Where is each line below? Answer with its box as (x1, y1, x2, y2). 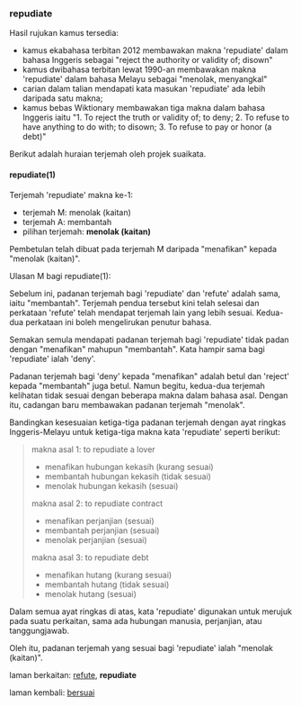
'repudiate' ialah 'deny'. (9, 353, 96, 364)
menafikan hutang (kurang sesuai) (44, 569, 173, 580)
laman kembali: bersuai (9, 687, 95, 698)
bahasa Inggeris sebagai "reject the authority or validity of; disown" (22, 55, 273, 66)
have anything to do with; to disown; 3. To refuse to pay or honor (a (22, 122, 272, 132)
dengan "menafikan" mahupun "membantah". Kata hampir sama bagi (9, 343, 265, 354)
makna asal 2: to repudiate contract (31, 498, 164, 509)
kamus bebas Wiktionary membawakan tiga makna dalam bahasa (22, 103, 265, 113)
